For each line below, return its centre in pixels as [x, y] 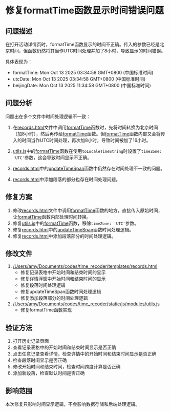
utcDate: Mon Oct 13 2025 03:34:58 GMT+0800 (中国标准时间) [79, 79]
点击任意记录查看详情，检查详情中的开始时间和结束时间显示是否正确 [84, 354]
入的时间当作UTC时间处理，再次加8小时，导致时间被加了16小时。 [82, 140]
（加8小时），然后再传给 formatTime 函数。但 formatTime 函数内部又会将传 [89, 133]
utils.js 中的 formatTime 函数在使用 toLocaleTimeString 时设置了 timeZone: [87, 151]
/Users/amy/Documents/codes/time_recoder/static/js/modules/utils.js [86, 304]
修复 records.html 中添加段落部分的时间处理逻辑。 [64, 236]
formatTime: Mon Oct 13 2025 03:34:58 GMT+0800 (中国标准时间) [83, 73]
